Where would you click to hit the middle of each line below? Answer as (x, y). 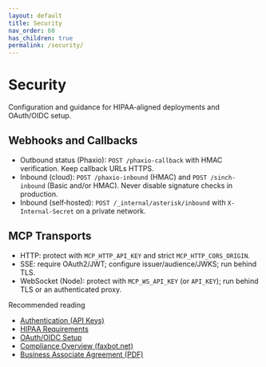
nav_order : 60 (32, 30)
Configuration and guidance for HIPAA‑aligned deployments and (114, 107)
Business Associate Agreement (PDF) (81, 354)
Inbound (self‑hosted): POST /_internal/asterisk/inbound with (123, 202)
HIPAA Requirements (54, 329)
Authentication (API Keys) (62, 320)
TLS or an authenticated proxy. (71, 289)
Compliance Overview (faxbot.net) (77, 345)
